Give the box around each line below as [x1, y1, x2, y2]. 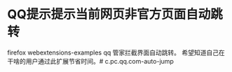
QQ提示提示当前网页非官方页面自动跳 [7, 6, 223, 22]
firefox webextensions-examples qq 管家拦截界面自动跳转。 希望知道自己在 [7, 48, 226, 57]
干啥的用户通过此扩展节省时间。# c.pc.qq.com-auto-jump [7, 57, 174, 65]
